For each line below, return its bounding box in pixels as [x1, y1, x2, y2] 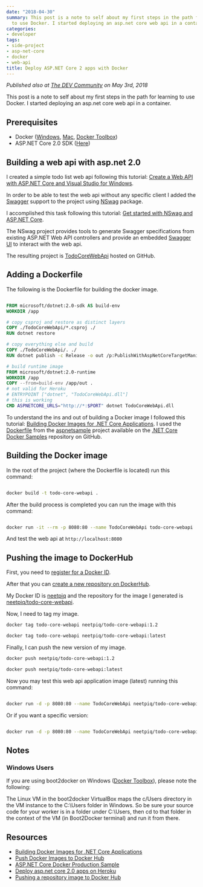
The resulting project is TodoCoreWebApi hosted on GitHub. [6, 252, 156, 259]
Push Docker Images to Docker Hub [14, 854, 105, 862]
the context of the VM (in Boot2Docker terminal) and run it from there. [6, 814, 180, 822]
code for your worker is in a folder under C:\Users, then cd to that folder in [6, 808, 192, 816]
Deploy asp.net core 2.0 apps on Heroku [14, 867, 117, 874]
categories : [6, 25, 36, 32]
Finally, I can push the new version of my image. [6, 643, 126, 651]
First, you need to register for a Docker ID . [6, 569, 111, 576]
